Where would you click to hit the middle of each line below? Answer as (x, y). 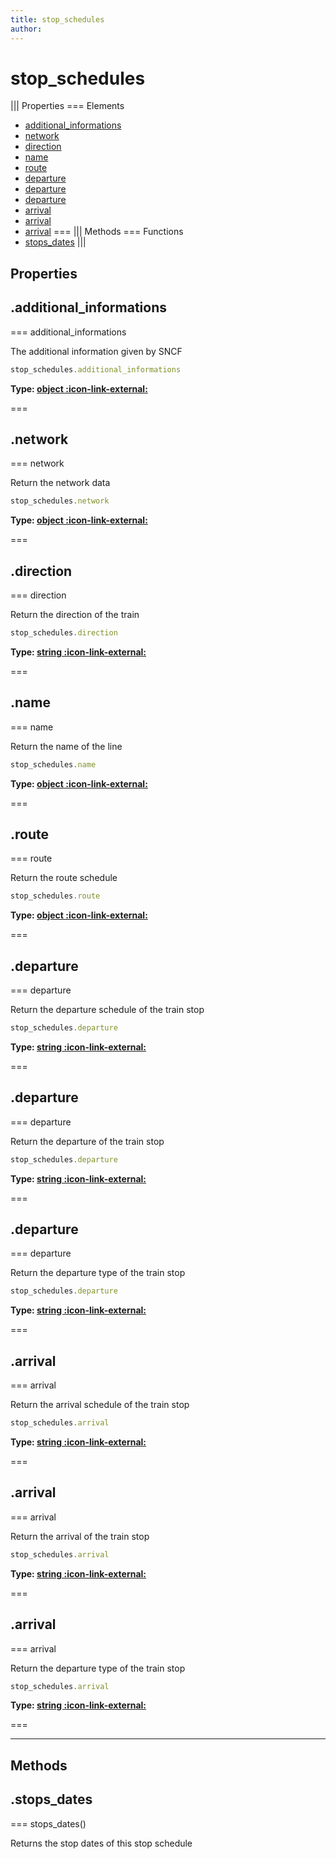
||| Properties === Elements (67, 106)
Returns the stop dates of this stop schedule (101, 1843)
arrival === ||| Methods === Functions (104, 232)
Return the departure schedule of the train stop (107, 1010)
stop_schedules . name (53, 764)
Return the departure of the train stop (87, 1141)
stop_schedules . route (55, 896)
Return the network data (60, 483)
